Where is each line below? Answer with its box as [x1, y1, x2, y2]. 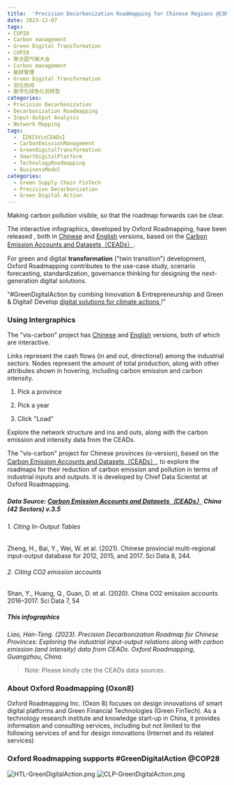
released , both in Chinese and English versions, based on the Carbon [7, 232, 208, 241]
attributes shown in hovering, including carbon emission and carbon [7, 367, 203, 375]
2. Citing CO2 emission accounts [7, 567, 102, 576]
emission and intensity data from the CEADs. [7, 436, 136, 444]
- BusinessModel [13, 166, 61, 173]
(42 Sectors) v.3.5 [7, 505, 61, 513]
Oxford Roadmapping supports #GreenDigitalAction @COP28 [7, 754, 221, 763]
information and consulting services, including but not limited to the [7, 721, 201, 730]
